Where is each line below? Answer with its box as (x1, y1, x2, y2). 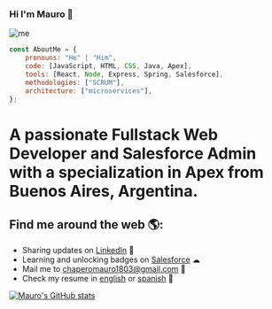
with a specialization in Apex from (9, 162, 264, 182)
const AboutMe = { (9, 45, 77, 54)
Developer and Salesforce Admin (9, 143, 257, 163)
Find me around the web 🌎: (9, 217, 164, 232)
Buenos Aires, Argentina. (9, 181, 198, 201)
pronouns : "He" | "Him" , (25, 53, 117, 63)
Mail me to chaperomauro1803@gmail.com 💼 (21, 264, 186, 274)
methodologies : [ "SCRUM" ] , (25, 78, 125, 87)
